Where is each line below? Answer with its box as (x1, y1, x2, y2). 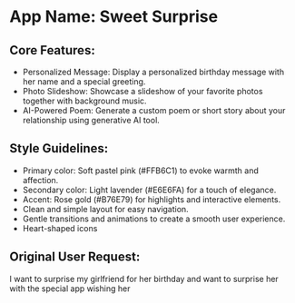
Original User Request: (9, 249, 141, 265)
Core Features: (9, 43, 95, 58)
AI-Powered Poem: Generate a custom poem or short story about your (22, 105, 286, 115)
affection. (22, 174, 59, 185)
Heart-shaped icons (22, 222, 98, 233)
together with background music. (22, 95, 147, 106)
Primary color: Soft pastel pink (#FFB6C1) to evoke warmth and (22, 165, 259, 176)
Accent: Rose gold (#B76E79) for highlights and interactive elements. (22, 193, 281, 205)
